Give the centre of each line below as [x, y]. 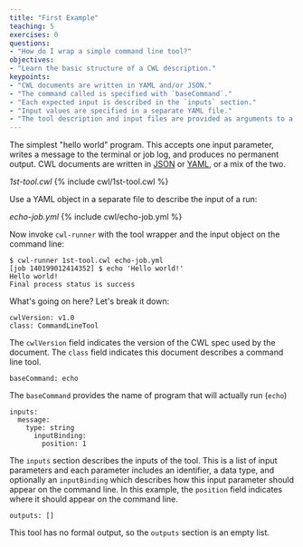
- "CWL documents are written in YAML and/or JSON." [111, 85]
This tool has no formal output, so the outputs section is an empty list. [139, 532]
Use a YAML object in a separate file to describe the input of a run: [133, 200]
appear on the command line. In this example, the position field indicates [146, 490]
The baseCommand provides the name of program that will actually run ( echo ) [148, 396]
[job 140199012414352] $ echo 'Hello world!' [96, 269]
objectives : [32, 60]
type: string [50, 428]
